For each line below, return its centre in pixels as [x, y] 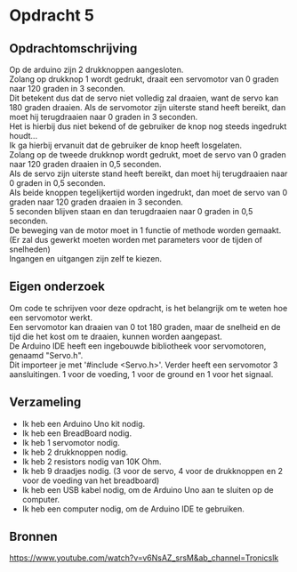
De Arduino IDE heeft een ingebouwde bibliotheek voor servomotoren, [138, 346]
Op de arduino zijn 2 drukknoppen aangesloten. [96, 69]
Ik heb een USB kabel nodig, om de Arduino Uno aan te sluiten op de [148, 489]
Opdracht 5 [52, 16]
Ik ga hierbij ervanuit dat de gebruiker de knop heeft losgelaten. [126, 145]
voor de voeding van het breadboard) [91, 480]
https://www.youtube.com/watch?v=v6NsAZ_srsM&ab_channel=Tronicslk [144, 558]
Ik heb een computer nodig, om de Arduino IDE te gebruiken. [133, 509]
